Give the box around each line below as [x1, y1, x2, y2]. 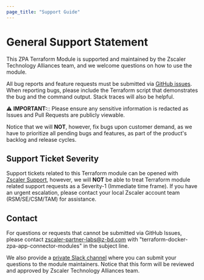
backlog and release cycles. [6, 136, 77, 143]
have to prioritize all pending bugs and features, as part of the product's [6, 129, 187, 137]
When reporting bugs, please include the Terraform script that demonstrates [6, 86, 199, 94]
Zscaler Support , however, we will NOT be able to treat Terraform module [6, 176, 191, 183]
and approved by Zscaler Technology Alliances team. [6, 267, 140, 275]
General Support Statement [6, 35, 148, 49]
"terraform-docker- [139, 236, 188, 243]
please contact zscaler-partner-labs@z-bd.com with [6, 236, 138, 243]
